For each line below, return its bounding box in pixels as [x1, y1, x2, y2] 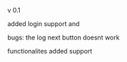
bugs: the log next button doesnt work [7, 33, 120, 42]
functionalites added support [7, 47, 93, 55]
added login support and [7, 20, 80, 27]
